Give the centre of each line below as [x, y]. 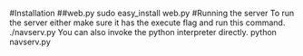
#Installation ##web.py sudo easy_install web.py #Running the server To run [152, 13]
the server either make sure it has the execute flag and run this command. [147, 23]
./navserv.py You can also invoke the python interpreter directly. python [143, 32]
